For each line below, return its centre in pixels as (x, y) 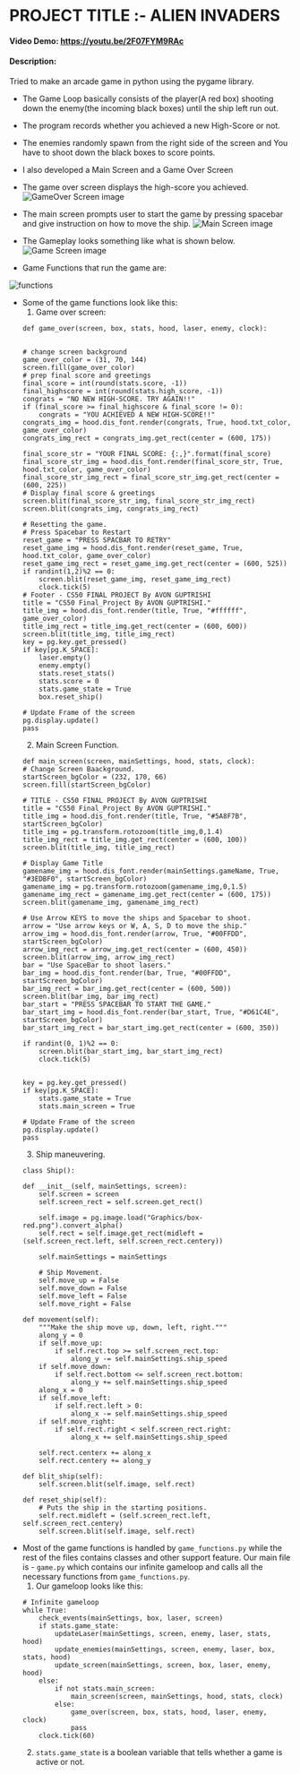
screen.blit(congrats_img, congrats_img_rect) (111, 508)
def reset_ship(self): (64, 1500)
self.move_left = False (83, 1296)
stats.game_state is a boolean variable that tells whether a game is (159, 1752)
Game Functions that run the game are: (94, 267)
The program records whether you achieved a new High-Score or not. (151, 125)
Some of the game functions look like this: (100, 302)
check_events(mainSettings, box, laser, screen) (131, 1618)
